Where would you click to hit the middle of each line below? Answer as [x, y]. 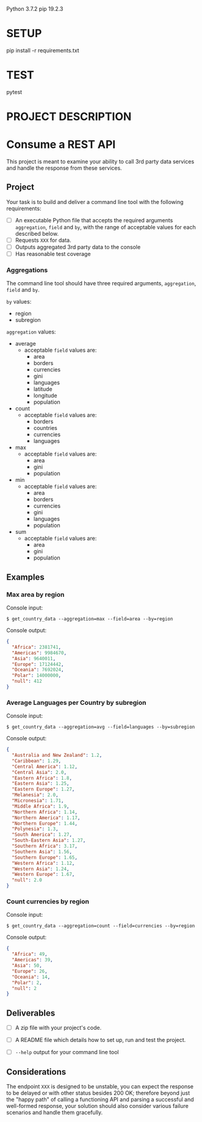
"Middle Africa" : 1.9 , [41, 806]
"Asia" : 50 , [27, 966]
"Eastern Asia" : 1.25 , [41, 784]
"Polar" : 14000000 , [37, 676]
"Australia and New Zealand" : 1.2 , [57, 756]
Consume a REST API [61, 144]
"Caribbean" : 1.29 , [37, 761]
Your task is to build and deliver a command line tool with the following [95, 202]
